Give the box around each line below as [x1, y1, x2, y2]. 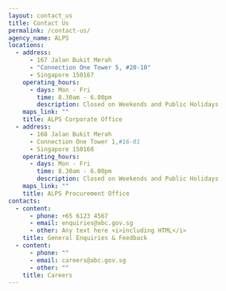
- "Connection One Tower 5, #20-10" [29, 64, 151, 72]
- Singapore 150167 [29, 71, 94, 79]
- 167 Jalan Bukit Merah [29, 57, 112, 65]
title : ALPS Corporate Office [22, 116, 123, 124]
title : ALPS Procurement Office [22, 189, 130, 198]
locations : [8, 41, 45, 49]
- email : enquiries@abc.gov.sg [29, 219, 134, 227]
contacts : [8, 197, 41, 205]
